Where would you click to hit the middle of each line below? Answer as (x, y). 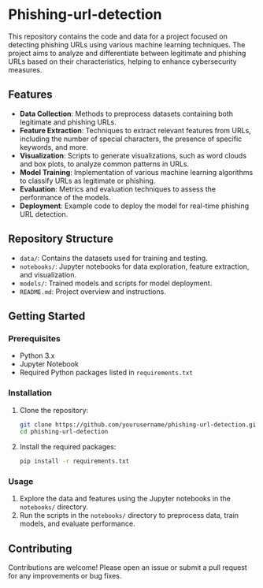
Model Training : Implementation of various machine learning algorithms (136, 172)
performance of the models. (65, 197)
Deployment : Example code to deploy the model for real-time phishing (134, 206)
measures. (25, 69)
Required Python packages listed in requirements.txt (106, 373)
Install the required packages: (68, 447)
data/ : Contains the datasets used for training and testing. (113, 258)
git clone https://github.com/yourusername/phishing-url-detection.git (139, 424)
